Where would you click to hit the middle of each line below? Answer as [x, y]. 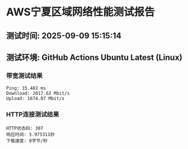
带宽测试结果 [25, 75]
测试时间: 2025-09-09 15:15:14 [64, 36]
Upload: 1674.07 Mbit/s [35, 99]
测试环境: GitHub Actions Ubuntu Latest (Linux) [94, 57]
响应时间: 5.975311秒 [30, 134]
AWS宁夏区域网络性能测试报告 [81, 12]
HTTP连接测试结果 [33, 114]
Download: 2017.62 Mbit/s [38, 94]
